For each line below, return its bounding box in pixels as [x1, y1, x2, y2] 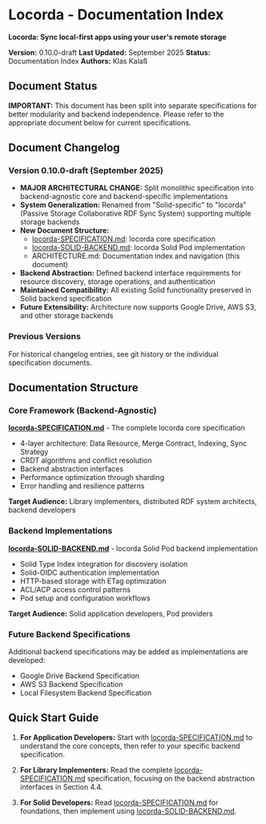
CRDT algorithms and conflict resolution [19, 455, 152, 466]
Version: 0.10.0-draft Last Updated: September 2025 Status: [8, 47, 211, 57]
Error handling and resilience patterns [19, 481, 145, 491]
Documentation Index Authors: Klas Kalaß [8, 56, 148, 66]
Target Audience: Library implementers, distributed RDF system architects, [8, 497, 257, 507]
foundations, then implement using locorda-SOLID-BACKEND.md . [19, 806, 237, 815]
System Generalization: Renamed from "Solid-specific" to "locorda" [19, 200, 247, 210]
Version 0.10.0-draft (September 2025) [8, 165, 164, 176]
